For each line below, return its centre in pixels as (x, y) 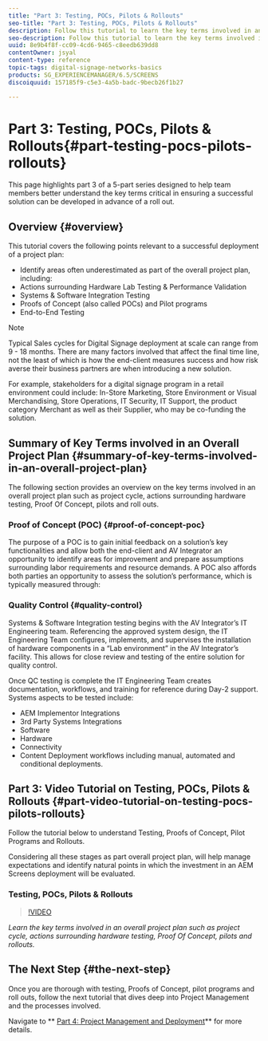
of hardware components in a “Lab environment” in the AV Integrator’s (124, 648)
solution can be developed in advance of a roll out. (92, 202)
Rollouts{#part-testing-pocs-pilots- (130, 146)
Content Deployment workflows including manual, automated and (127, 755)
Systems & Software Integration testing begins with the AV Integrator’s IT (128, 622)
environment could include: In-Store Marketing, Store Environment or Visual (132, 392)
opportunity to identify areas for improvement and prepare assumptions (126, 559)
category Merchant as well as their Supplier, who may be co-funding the (127, 410)
